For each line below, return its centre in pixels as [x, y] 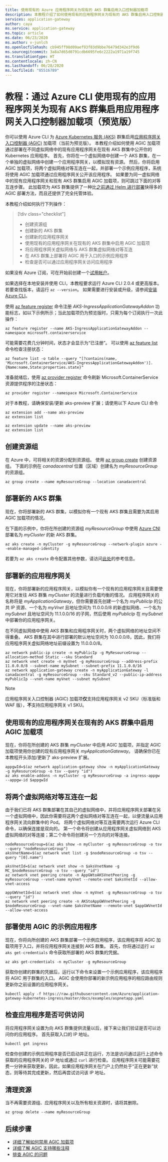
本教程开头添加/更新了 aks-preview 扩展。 [48, 758]
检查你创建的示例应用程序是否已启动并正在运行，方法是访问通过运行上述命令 [84, 1054]
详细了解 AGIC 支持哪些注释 [41, 1148]
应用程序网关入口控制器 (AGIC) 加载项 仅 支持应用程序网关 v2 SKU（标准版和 [83, 699]
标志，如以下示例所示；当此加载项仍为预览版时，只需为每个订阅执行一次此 [86, 313]
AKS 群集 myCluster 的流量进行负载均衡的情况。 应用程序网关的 [94, 595]
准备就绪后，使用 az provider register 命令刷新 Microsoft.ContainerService [82, 377]
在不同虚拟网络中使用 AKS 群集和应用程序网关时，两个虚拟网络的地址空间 [81, 631]
